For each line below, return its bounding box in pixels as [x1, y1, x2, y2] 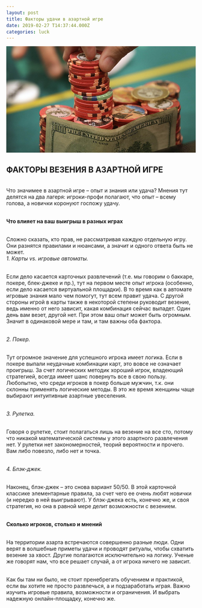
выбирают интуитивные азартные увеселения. [6, 392, 127, 399]
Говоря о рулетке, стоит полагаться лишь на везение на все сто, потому [6, 428, 194, 435]
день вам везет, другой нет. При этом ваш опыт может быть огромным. [6, 312, 191, 319]
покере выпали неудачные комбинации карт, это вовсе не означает [6, 360, 182, 367]
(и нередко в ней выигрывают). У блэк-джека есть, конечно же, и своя [6, 496, 189, 503]
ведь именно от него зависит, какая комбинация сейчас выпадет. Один [6, 305, 191, 312]
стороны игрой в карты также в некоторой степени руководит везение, [6, 298, 191, 306]
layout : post [6, 10, 39, 16]
